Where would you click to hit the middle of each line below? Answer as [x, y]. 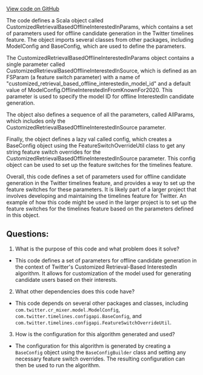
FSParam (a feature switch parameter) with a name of [73, 77]
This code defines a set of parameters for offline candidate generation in [106, 260]
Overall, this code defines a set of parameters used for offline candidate [96, 177]
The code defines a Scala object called [55, 20]
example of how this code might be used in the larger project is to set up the [101, 202]
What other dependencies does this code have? [75, 291]
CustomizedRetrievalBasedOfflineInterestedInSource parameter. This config [101, 158]
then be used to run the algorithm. [58, 365]
